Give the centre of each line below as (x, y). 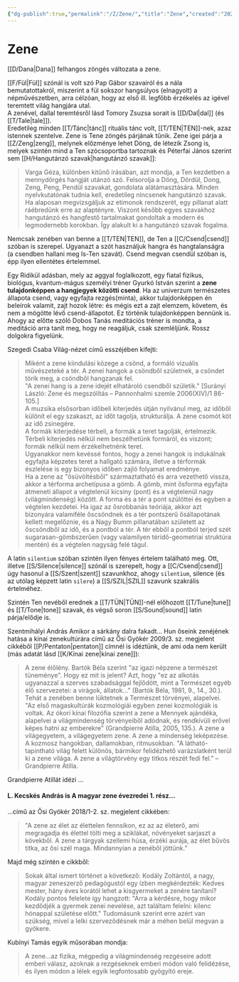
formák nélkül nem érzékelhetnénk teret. (84, 446)
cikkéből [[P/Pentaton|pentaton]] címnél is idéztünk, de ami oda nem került (117, 646)
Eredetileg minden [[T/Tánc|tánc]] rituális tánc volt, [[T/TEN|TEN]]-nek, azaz (119, 128)
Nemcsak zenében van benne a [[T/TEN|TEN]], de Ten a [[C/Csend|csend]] (118, 238)
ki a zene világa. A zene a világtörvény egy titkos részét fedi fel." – (122, 758)
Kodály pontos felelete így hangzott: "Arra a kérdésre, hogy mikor (121, 898)
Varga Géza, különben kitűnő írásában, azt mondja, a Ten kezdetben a (127, 172)
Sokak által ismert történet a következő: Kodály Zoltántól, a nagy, (120, 875)
